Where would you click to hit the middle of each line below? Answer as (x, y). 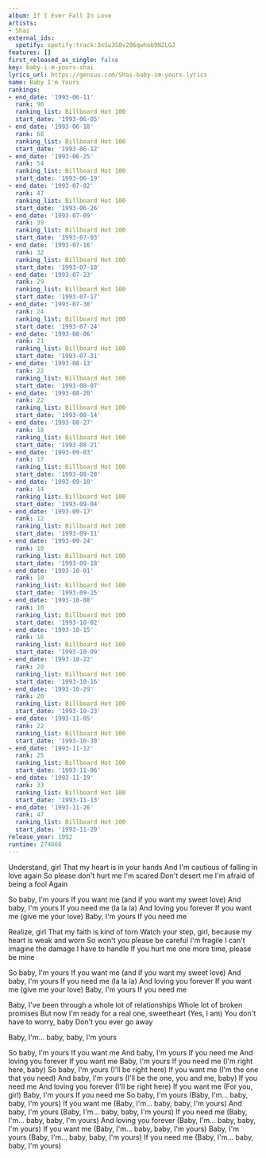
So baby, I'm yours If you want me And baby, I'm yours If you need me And (131, 1052)
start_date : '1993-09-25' (58, 593)
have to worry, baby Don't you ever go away (81, 1022)
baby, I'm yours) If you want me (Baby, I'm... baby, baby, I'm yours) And (125, 1103)
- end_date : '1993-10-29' (51, 689)
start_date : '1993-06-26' (58, 208)
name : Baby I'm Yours (44, 82)
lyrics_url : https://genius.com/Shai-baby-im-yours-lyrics (108, 75)
